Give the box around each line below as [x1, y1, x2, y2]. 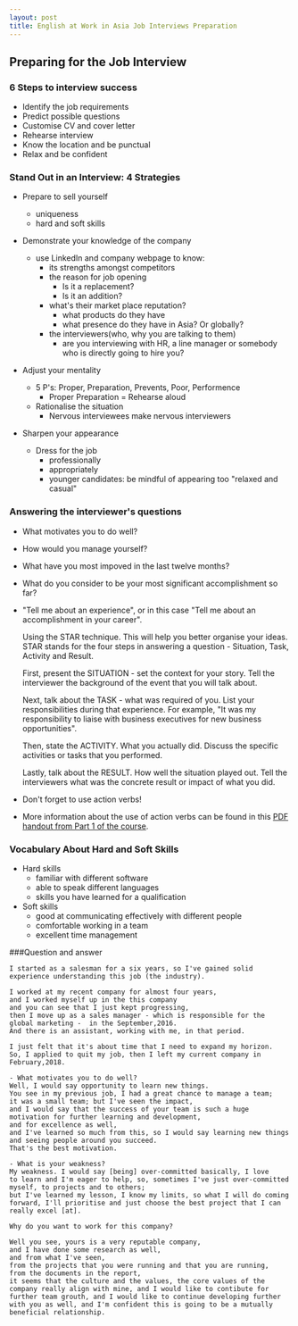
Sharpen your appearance [21, 428, 119, 438]
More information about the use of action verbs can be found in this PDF [21, 811, 289, 821]
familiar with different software [35, 872, 149, 884]
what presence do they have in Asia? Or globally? [62, 319, 244, 330]
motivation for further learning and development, [9, 1113, 202, 1122]
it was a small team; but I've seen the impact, [9, 1097, 194, 1106]
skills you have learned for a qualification [35, 892, 186, 903]
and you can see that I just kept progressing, [9, 1004, 190, 1013]
